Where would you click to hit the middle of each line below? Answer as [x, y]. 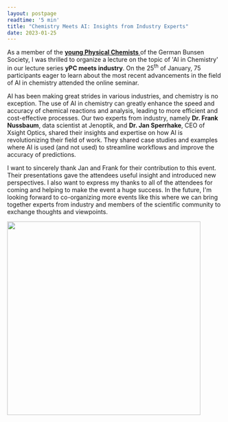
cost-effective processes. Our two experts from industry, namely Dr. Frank [113, 118]
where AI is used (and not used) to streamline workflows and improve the [111, 147]
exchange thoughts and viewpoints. [58, 211]
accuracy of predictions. [42, 154]
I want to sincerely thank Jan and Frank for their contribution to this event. [112, 168]
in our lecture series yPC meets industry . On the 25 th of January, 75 [104, 67]
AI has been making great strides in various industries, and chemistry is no [113, 96]
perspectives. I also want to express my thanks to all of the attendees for [110, 182]
